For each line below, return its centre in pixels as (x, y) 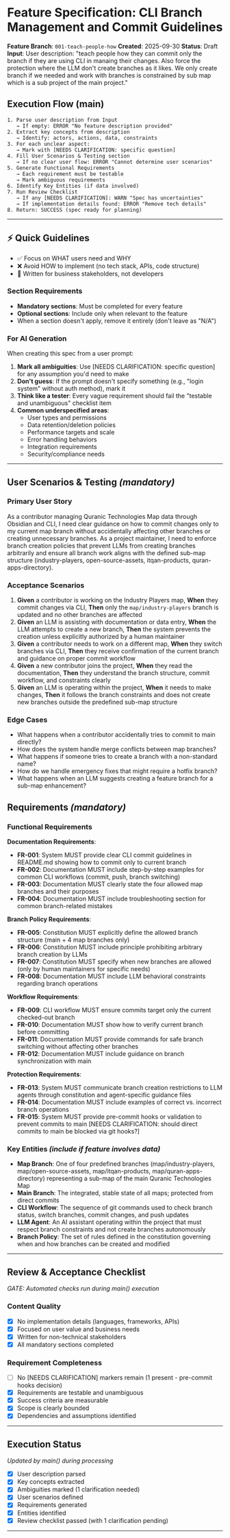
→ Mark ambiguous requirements (61, 180)
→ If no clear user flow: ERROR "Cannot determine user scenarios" (114, 162)
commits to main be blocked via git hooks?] (78, 1132)
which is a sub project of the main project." (67, 82)
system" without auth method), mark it (71, 389)
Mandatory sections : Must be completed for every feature (100, 306)
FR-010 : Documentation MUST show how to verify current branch (110, 1025)
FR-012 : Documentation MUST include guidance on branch (101, 1054)
